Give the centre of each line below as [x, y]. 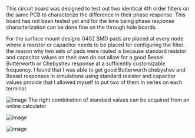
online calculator [26, 106]
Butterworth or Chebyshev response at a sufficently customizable [86, 63]
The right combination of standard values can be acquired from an [109, 100]
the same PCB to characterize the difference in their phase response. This [96, 15]
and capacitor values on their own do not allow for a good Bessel [85, 57]
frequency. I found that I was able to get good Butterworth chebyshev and [96, 70]
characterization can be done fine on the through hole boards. [82, 27]
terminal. [17, 88]
